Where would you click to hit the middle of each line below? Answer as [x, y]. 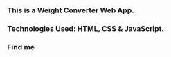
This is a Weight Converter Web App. [71, 10]
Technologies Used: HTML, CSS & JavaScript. [85, 28]
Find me [21, 47]
